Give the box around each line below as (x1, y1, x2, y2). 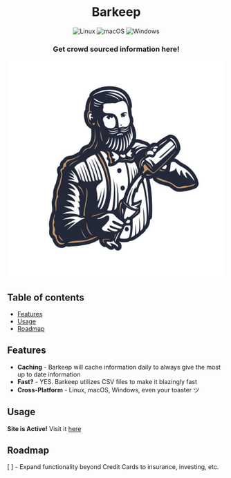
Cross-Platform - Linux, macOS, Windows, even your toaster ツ (17, 385, 200, 394)
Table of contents (7, 291, 84, 303)
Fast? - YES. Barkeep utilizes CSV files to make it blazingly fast (17, 377, 198, 385)
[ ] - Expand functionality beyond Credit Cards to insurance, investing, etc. (7, 463, 219, 471)
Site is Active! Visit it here (7, 424, 82, 432)
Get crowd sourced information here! (53, 44, 180, 54)
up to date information (17, 370, 81, 379)
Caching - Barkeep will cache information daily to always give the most (17, 363, 221, 371)
